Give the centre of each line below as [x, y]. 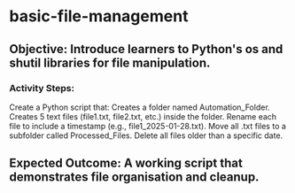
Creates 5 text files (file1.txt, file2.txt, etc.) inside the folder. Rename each [143, 116]
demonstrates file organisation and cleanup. [134, 178]
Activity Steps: [42, 88]
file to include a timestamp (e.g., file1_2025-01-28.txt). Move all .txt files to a [147, 126]
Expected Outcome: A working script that [126, 163]
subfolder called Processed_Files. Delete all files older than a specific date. [146, 135]
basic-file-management [99, 16]
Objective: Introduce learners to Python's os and [146, 49]
